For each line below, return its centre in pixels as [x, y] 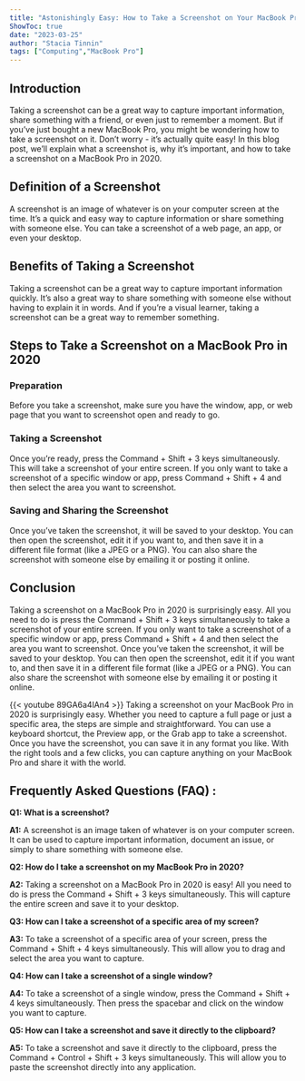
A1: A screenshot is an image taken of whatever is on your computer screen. [152, 830]
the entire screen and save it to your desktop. [94, 904]
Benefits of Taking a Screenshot [102, 266]
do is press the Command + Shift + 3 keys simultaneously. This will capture [150, 894]
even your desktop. [45, 238]
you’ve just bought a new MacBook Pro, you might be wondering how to [144, 129]
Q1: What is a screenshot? [60, 812]
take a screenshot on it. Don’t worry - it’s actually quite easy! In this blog [144, 139]
